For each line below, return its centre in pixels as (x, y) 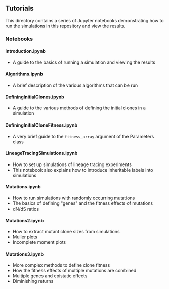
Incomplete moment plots (39, 242)
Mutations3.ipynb (25, 254)
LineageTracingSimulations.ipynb (41, 153)
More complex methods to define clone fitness (61, 265)
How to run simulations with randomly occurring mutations (74, 198)
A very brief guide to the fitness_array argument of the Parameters (83, 136)
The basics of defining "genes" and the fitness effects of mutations (83, 203)
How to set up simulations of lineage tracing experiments (72, 164)
